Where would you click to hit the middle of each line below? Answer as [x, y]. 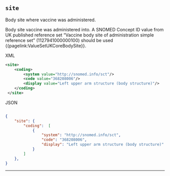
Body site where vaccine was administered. [51, 20]
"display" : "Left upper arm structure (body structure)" [103, 145]
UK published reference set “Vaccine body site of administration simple [80, 35]
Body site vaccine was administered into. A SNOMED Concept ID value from [84, 29]
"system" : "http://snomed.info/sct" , [81, 135]
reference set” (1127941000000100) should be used [59, 40]
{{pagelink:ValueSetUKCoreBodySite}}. [46, 46]
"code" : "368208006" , [64, 140]
